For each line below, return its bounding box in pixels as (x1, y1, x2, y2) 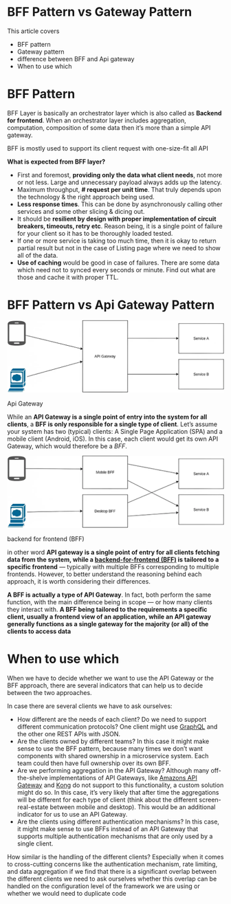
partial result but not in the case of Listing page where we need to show (16, 243, 221, 252)
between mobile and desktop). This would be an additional (49, 802, 216, 811)
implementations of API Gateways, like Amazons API (49, 773, 197, 782)
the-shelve (16, 773, 48, 782)
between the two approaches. (7, 688, 92, 696)
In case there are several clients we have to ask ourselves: (7, 702, 173, 710)
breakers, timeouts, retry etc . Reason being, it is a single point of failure (16, 221, 223, 230)
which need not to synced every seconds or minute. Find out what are (16, 265, 216, 274)
